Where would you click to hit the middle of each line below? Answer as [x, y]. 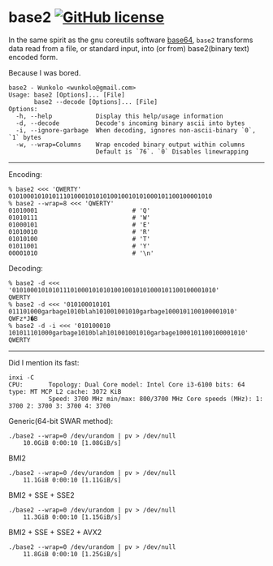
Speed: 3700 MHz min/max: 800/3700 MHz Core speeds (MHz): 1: [156, 399]
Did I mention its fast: [44, 362]
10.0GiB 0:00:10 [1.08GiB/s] [72, 443]
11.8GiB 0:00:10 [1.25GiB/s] [72, 554]
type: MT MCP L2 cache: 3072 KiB [65, 391]
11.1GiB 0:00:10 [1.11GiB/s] [72, 480]
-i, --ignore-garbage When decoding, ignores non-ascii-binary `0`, [136, 130]
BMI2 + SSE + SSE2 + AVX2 [55, 532]
